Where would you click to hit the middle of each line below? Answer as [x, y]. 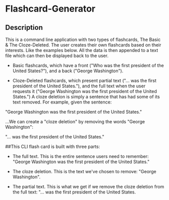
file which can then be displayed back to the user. [57, 56]
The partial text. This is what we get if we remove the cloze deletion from [88, 187]
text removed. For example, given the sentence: [62, 102]
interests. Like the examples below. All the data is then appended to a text [82, 50]
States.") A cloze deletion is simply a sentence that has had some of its [86, 97]
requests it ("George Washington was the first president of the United [85, 91]
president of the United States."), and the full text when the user [79, 86]
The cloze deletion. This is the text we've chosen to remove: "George [84, 171]
